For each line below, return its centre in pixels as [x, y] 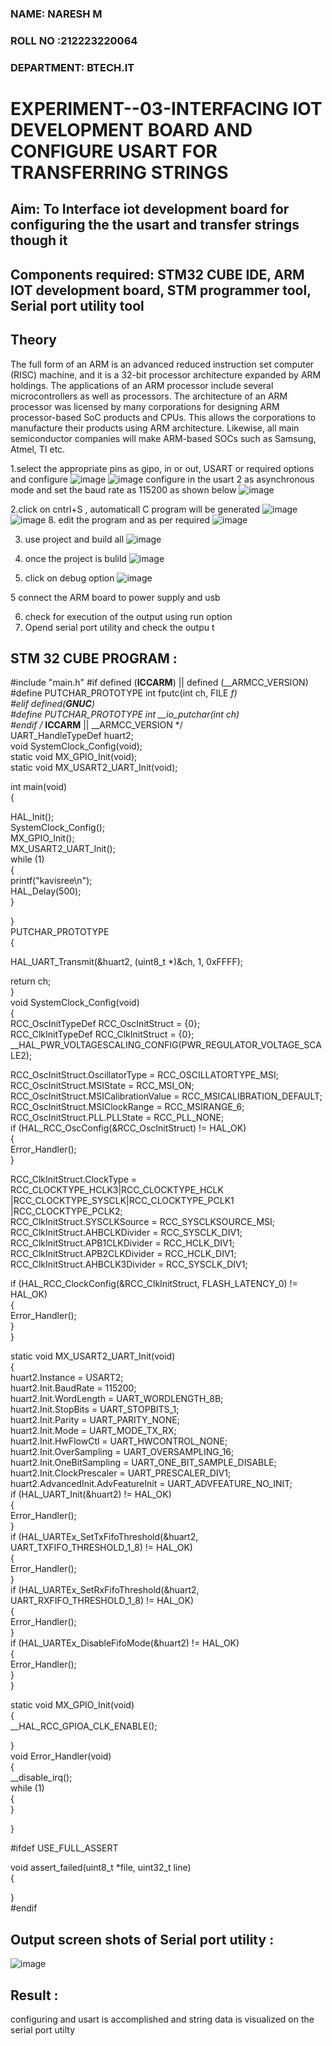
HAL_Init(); [32, 817]
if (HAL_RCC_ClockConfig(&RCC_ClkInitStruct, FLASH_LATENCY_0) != [154, 1284]
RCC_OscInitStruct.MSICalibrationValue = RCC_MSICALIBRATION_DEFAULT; [166, 1096]
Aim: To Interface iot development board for [150, 209]
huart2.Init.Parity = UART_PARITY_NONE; [95, 1420]
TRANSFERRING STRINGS [119, 172]
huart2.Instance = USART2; [67, 1378]
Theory [34, 340]
